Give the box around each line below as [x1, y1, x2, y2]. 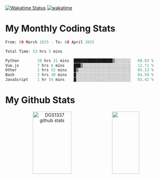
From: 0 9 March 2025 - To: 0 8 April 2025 [5, 39, 95, 44]
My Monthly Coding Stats [5, 23, 116, 34]
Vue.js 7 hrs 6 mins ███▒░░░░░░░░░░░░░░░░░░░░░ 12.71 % [5, 63, 154, 68]
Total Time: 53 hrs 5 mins [5, 49, 63, 54]
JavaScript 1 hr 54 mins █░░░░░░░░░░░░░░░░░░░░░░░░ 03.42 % [5, 77, 154, 82]
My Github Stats [5, 95, 75, 106]
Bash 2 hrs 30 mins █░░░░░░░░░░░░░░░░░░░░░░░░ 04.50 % [5, 72, 154, 78]
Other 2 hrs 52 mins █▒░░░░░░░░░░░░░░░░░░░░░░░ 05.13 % [5, 68, 154, 73]
